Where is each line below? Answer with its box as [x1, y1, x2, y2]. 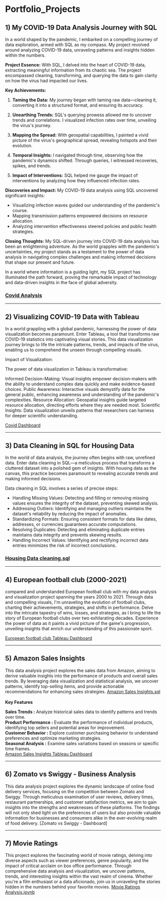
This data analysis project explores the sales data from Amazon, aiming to [5, 667, 156, 674]
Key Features [5, 699, 33, 705]
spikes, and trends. [12, 163, 51, 168]
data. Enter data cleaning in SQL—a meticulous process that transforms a [5, 459, 155, 465]
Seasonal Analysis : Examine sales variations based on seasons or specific [5, 740, 159, 746]
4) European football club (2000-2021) [5, 575, 127, 584]
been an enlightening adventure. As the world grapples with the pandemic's [5, 243, 160, 249]
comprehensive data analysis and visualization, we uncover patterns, [5, 868, 146, 874]
